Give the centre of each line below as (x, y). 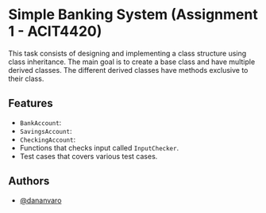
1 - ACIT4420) (55, 31)
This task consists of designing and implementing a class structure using (127, 53)
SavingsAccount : (46, 131)
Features (31, 103)
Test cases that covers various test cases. (89, 156)
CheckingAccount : (48, 139)
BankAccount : (40, 122)
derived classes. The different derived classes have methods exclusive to (128, 70)
